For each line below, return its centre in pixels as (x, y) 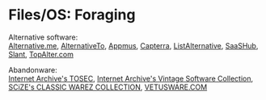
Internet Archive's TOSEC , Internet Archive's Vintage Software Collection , (131, 78)
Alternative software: (43, 37)
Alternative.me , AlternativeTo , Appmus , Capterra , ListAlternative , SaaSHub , (133, 45)
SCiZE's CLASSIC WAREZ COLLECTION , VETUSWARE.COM (108, 87)
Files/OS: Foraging (72, 15)
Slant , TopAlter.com (41, 54)
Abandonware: (33, 69)
